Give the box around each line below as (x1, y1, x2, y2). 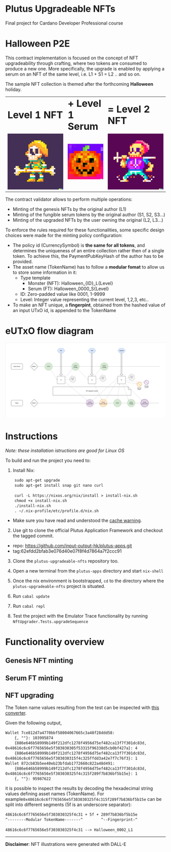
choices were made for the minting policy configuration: (5, 232, 123, 238)
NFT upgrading (5, 691, 54, 700)
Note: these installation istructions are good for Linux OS (5, 447, 125, 454)
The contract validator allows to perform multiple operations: (5, 196, 133, 202)
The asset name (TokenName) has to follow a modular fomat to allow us (12, 264, 164, 270)
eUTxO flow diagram (5, 325, 94, 337)
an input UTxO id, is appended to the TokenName (12, 307, 116, 313)
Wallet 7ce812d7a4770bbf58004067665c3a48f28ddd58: (5, 730, 115, 736)
